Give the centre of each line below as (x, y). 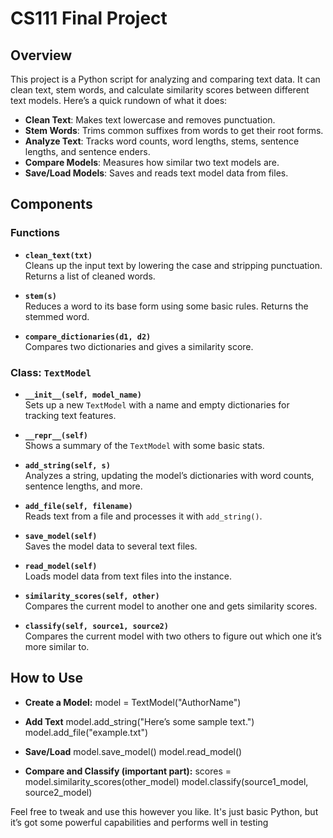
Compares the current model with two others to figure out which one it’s (173, 636)
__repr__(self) (56, 435)
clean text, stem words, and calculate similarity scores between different (160, 90)
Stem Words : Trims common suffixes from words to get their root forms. (174, 130)
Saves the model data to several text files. (111, 546)
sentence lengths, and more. (83, 486)
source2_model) (58, 792)
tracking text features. (70, 415)
